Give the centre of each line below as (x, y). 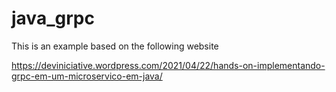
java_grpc (53, 18)
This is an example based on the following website (115, 46)
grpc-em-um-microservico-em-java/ (87, 76)
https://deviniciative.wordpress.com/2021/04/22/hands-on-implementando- (168, 65)
